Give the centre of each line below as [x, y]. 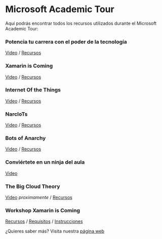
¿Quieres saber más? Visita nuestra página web [55, 231]
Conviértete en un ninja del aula [45, 162]
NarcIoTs [16, 114]
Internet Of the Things [33, 90]
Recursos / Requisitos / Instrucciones [44, 221]
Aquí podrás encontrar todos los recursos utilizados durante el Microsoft [81, 23]
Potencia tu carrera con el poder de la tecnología [66, 41]
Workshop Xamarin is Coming [43, 210]
